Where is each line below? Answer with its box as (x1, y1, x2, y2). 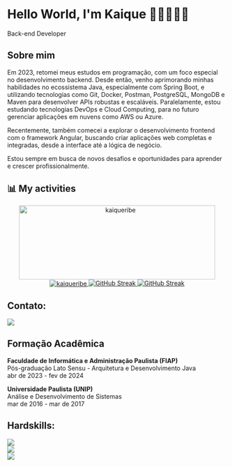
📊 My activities (7, 183, 77, 194)
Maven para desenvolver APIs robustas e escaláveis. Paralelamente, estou (7, 98, 221, 106)
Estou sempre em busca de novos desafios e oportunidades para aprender (7, 154, 223, 162)
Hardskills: (7, 420, 55, 431)
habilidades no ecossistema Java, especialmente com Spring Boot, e (7, 83, 205, 91)
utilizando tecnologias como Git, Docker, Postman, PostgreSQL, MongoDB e (7, 90, 225, 98)
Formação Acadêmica (7, 338, 105, 350)
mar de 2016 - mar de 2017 (7, 399, 85, 408)
